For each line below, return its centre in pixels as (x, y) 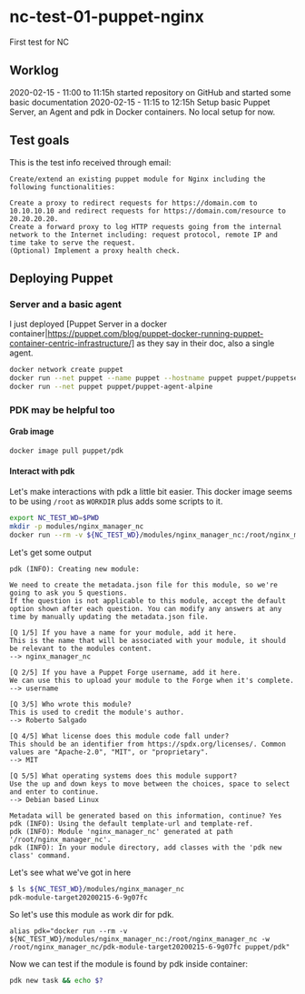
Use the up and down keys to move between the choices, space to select (150, 784)
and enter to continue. (54, 792)
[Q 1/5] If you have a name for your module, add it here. (123, 633)
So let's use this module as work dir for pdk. (92, 915)
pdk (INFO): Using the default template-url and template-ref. (132, 823)
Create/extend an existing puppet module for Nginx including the (138, 179)
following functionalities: (63, 187)
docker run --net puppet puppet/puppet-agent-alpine (111, 387)
